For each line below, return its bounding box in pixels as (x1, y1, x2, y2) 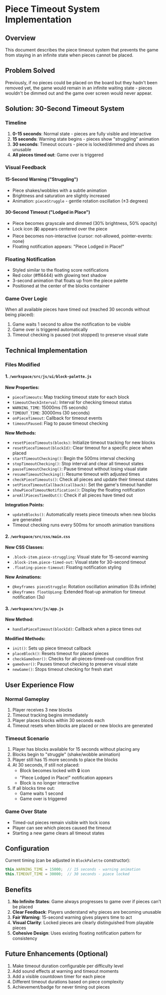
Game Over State (5, 808, 47, 815)
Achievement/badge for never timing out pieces (12, 984, 110, 990)
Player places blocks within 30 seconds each (12, 718, 105, 723)
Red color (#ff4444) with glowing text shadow (12, 273, 107, 278)
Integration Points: (5, 501, 45, 507)
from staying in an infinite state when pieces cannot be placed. (5, 52, 134, 58)
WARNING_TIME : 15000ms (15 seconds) (12, 404, 88, 410)
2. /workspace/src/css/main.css (5, 533, 70, 539)
